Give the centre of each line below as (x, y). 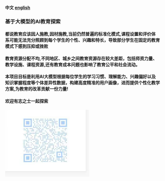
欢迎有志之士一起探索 (27, 101)
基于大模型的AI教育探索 (33, 21)
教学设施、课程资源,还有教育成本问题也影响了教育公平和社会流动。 (72, 64)
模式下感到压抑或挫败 (27, 46)
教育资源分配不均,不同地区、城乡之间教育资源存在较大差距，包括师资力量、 (81, 58)
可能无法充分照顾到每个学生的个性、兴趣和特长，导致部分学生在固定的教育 (84, 40)
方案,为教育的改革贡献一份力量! (37, 89)
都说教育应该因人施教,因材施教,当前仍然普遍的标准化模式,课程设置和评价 (78, 34)
